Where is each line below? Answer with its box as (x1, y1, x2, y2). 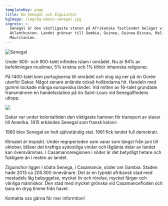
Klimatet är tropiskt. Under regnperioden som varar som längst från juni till (5, 138, 158, 144)
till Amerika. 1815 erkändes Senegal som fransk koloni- (5, 119, 118, 125)
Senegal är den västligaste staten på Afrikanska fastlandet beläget (9, 26, 157, 31)
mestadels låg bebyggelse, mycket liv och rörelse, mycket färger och (5, 174, 147, 180)
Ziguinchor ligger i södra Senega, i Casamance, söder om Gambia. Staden (5, 164, 158, 170)
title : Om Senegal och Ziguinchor (5, 12, 77, 17)
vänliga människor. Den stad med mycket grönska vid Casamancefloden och (5, 180, 163, 186)
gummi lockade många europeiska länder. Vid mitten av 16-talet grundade (5, 84, 157, 90)
